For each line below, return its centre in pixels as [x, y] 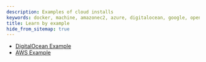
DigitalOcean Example [43, 46]
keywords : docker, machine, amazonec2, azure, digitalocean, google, [97, 18]
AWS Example [33, 53]
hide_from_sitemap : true [38, 29]
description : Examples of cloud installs [60, 12]
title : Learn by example [38, 23]
